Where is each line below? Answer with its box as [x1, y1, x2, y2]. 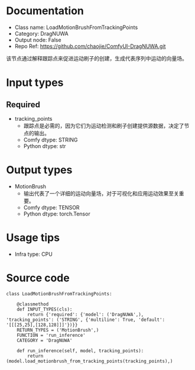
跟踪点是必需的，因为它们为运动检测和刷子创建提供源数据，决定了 [23, 122, 184, 129]
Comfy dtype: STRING [23, 136, 78, 143]
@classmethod [17, 301, 49, 307]
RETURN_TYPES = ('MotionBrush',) [17, 327, 99, 333]
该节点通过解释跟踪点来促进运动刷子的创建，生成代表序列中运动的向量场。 [6, 54, 187, 62]
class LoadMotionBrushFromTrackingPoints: [6, 291, 112, 297]
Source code [6, 271, 70, 285]
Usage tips [6, 231, 60, 244]
